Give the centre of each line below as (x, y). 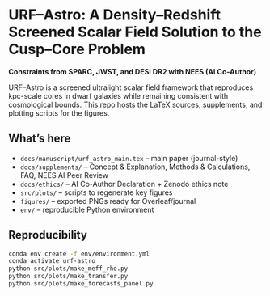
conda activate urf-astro (52, 261)
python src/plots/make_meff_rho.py (68, 269)
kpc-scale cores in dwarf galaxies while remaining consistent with (118, 95)
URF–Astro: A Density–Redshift (114, 15)
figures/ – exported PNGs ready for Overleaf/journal (108, 201)
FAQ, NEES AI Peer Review (64, 175)
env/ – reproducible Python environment (87, 209)
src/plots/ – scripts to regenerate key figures (96, 192)
